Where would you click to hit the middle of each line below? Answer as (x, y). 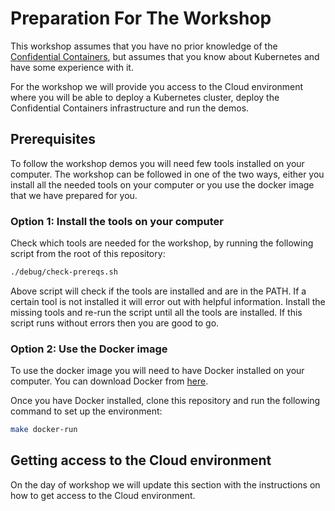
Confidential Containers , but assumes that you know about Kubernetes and (165, 56)
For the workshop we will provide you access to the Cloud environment (157, 86)
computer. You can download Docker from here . (109, 381)
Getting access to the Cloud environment (141, 460)
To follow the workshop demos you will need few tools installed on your (157, 163)
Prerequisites (53, 139)
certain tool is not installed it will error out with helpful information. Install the (168, 301)
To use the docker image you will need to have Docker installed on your (157, 371)
